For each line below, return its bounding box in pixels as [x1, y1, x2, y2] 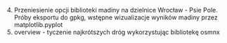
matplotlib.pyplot [13, 21, 63, 28]
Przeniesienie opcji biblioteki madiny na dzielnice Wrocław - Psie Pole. [13, 6, 218, 14]
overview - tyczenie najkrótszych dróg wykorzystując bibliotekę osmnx [13, 28, 220, 36]
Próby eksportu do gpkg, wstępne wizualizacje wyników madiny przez [13, 13, 218, 21]
